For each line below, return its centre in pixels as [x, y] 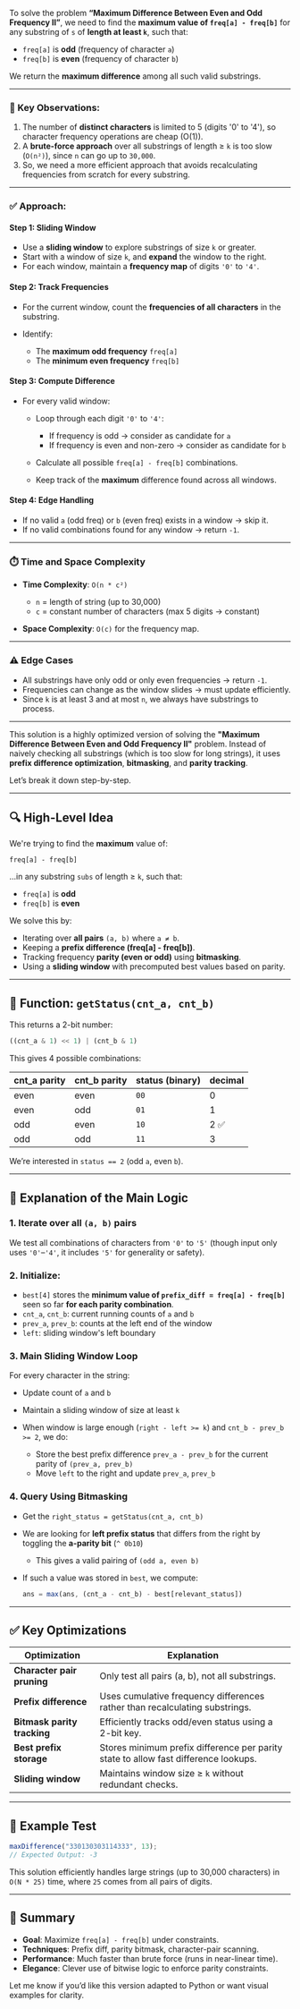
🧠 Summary [42, 1918]
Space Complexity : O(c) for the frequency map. [110, 629]
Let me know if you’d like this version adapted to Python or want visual [139, 1985]
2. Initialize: [35, 1275]
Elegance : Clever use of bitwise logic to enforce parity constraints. [146, 1968]
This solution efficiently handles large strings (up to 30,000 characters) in [145, 1872]
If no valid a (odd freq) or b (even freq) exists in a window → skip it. [146, 520]
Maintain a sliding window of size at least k [101, 1410]
